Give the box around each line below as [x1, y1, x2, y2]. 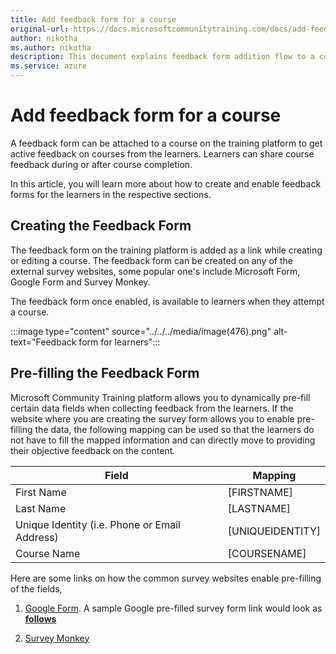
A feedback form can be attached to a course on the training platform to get [10, 137, 323, 149]
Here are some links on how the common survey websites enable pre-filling [10, 572, 322, 584]
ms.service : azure [10, 61, 87, 71]
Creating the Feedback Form [10, 217, 192, 235]
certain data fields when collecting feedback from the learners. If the [10, 402, 294, 414]
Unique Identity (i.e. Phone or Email [15, 517, 181, 531]
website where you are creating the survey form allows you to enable [10, 412, 295, 425]
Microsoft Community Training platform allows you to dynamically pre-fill [10, 391, 311, 403]
